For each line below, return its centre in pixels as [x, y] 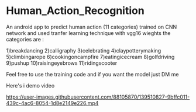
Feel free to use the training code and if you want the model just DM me [92, 74]
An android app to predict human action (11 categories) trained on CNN [92, 27]
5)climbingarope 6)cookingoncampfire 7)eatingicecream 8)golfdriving [90, 57]
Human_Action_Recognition [75, 11]
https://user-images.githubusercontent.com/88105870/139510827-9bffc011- [98, 97]
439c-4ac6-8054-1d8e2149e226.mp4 [52, 103]
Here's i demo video [30, 85]
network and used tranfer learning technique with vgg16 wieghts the [88, 33]
